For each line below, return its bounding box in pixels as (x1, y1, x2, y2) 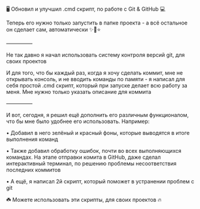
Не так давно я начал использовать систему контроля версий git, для (6, 51, 185, 59)
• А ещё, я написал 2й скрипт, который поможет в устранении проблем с (6, 178, 195, 185)
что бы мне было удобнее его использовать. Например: (6, 118, 150, 125)
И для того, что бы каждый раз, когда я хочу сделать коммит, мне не (6, 69, 183, 76)
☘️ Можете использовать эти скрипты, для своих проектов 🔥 (6, 196, 162, 203)
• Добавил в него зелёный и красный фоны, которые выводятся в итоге (6, 130, 190, 136)
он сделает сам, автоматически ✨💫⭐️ (6, 26, 101, 33)
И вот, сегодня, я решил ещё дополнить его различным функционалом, (6, 112, 189, 118)
